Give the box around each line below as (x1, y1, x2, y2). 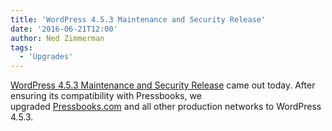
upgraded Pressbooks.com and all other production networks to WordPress (10, 101, 322, 113)
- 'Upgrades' (19, 52, 74, 62)
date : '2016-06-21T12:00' (10, 24, 118, 34)
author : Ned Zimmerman (10, 33, 105, 43)
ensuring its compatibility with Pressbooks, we (10, 90, 202, 102)
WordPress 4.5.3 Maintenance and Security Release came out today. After (10, 79, 316, 91)
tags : (10, 42, 33, 53)
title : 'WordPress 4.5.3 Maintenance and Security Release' (10, 14, 267, 25)
